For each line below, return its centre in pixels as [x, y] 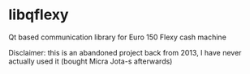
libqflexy [39, 15]
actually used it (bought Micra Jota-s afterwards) [91, 61]
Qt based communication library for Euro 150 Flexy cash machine [118, 37]
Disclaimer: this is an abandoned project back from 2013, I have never [125, 52]
